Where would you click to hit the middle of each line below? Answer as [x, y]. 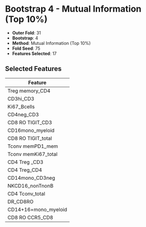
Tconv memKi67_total [32, 154]
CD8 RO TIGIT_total [30, 138]
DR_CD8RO [21, 202]
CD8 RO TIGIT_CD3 [30, 122]
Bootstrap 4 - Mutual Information [73, 9]
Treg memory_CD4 [29, 91]
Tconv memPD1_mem [33, 146]
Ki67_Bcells [21, 107]
